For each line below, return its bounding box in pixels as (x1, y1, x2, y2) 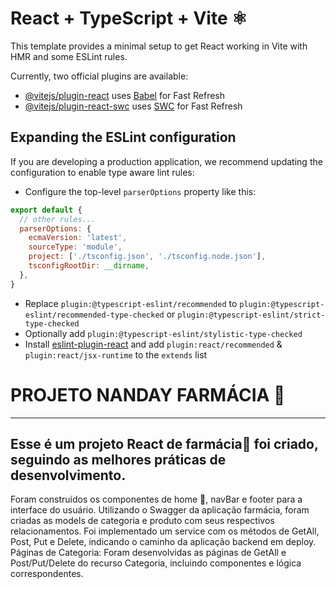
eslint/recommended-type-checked (24, 310, 165, 320)
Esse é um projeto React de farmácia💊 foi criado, (10, 435, 319, 452)
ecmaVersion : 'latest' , (28, 233, 128, 243)
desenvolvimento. (10, 467, 127, 484)
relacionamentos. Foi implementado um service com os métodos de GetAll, (10, 525, 320, 537)
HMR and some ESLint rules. (10, 50, 128, 62)
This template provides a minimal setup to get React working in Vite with (10, 40, 308, 52)
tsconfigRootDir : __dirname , (28, 261, 150, 271)
